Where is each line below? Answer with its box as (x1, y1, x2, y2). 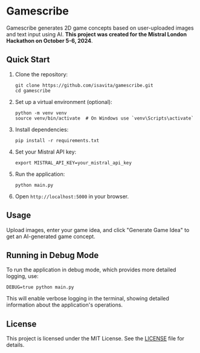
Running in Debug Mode (6, 250, 99, 261)
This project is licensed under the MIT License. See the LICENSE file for (6, 335, 185, 342)
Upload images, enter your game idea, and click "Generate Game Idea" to (6, 226, 190, 233)
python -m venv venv (15, 110, 67, 116)
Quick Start (6, 54, 50, 65)
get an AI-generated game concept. (6, 233, 95, 240)
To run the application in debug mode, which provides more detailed (6, 266, 176, 273)
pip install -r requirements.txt (15, 137, 100, 143)
